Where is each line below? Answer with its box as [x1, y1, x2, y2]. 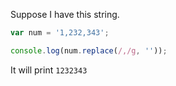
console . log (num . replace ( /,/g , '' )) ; [10, 45, 168, 56]
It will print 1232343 [10, 64, 88, 76]
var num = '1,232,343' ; [10, 28, 110, 38]
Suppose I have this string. [10, 9, 120, 20]
